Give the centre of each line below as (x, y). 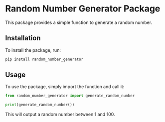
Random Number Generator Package (83, 9)
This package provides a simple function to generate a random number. (79, 22)
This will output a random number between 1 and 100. (60, 115)
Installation (23, 38)
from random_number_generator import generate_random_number (70, 96)
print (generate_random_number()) (40, 105)
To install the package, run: (33, 50)
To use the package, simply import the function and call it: (65, 87)
